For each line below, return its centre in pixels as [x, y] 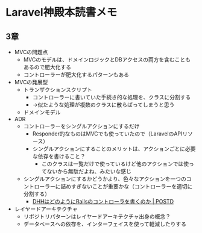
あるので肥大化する [47, 67]
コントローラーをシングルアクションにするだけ [81, 126]
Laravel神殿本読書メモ [62, 12]
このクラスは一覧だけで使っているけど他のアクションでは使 [115, 164]
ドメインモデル [42, 112]
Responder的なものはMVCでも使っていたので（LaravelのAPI [107, 134]
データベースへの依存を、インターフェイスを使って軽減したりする [105, 224]
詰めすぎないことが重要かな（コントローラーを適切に [127, 186]
